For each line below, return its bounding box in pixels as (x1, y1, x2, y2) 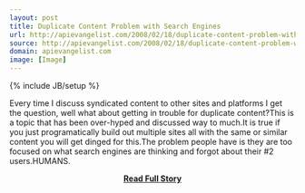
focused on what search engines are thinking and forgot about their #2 (9, 146, 274, 157)
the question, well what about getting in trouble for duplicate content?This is (9, 108, 295, 118)
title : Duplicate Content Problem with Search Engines (9, 22, 221, 31)
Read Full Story (123, 173, 182, 184)
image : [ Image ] (9, 55, 67, 64)
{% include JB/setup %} (9, 81, 100, 91)
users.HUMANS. (9, 156, 71, 166)
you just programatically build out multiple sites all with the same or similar (9, 127, 288, 137)
